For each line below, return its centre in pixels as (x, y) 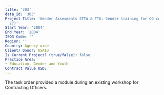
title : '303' (18, 9)
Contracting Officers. (26, 87)
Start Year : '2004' (25, 28)
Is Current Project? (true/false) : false (48, 55)
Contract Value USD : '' (29, 69)
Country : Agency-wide (27, 46)
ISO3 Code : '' (20, 37)
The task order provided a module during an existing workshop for (72, 82)
